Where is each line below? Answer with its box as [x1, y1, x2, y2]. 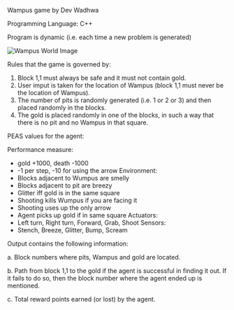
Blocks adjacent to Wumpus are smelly [17, 174, 130, 182]
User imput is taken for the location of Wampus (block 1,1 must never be [17, 81, 224, 90]
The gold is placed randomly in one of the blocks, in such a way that [17, 111, 214, 119]
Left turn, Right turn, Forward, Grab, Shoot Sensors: [17, 218, 166, 227]
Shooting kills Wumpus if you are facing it [17, 196, 138, 204]
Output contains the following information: [7, 239, 129, 248]
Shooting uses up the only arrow [17, 204, 112, 212]
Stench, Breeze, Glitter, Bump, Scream [17, 226, 128, 234]
